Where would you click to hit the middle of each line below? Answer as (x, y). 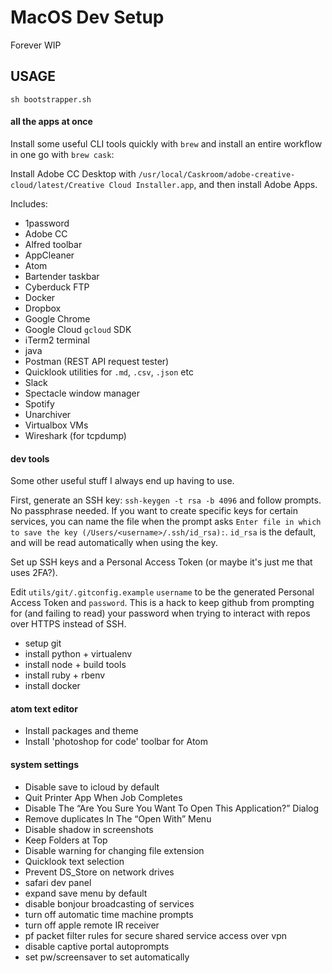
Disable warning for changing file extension (114, 850)
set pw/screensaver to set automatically (107, 957)
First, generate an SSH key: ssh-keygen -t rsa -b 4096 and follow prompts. (166, 500)
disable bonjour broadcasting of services (109, 903)
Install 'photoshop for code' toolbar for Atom (116, 742)
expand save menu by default (86, 893)
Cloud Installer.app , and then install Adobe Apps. (213, 184)
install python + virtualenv (78, 654)
